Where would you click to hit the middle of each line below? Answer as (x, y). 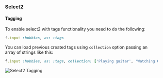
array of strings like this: (29, 52)
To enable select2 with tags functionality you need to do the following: (75, 29)
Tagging (14, 18)
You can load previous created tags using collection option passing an (76, 47)
